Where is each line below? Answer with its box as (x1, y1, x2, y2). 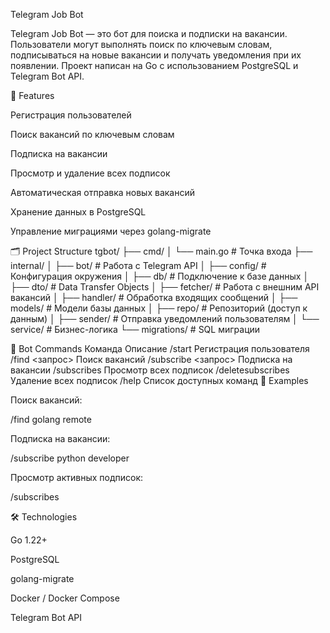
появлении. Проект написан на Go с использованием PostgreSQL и (10, 60, 299, 71)
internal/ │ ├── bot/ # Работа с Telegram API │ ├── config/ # (10, 260, 267, 271)
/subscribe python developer (10, 452, 130, 464)
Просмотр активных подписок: (10, 472, 144, 483)
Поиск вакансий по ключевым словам (10, 129, 175, 140)
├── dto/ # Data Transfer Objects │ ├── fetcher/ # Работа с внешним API (10, 281, 320, 293)
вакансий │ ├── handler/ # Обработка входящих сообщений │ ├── (10, 292, 298, 303)
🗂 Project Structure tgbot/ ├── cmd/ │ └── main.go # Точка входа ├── (10, 245, 313, 257)
